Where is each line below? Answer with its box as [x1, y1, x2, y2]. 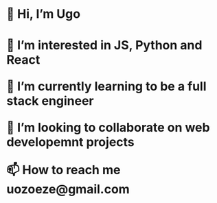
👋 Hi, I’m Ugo [6, 6, 80, 22]
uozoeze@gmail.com [6, 182, 130, 198]
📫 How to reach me [6, 163, 121, 178]
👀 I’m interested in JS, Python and [6, 38, 203, 53]
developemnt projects [6, 134, 135, 150]
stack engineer [6, 93, 94, 109]
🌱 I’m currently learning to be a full [6, 79, 207, 95]
